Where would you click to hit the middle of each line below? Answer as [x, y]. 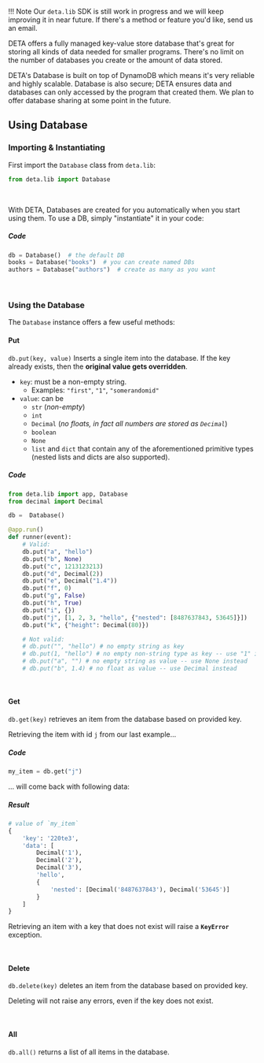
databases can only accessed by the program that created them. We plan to [131, 92]
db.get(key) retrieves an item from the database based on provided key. [125, 719]
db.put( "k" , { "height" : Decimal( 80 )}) [86, 625]
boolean [44, 433]
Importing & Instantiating [57, 147]
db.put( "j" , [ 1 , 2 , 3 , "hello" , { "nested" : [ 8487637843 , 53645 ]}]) [135, 618]
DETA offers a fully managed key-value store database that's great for [121, 43]
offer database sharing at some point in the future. [90, 100]
